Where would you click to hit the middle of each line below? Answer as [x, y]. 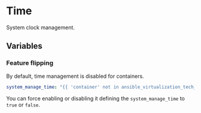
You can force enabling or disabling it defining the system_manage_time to [96, 98]
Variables [25, 46]
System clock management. [40, 27]
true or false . [23, 105]
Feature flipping [30, 63]
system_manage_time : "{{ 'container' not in [63, 87]
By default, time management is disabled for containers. [75, 76]
